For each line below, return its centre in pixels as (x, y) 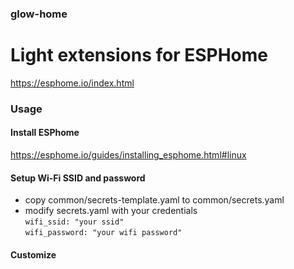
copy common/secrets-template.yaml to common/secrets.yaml (154, 200)
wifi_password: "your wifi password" (103, 233)
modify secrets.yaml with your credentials (111, 211)
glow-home (39, 14)
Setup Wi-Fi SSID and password (78, 178)
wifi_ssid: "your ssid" (74, 222)
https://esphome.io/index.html (72, 83)
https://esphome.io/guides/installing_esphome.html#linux (128, 154)
